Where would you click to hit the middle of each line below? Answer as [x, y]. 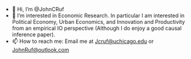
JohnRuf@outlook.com [40, 50]
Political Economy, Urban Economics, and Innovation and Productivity [99, 22]
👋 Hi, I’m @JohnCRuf [38, 9]
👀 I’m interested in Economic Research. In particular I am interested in [98, 15]
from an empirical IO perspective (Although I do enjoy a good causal [97, 28]
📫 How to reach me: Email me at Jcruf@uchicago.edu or [83, 41]
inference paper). [33, 35]
